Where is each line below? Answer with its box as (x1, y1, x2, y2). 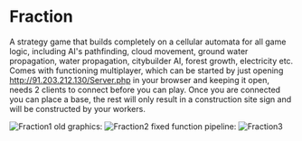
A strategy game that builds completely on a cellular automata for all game (9, 36, 287, 47)
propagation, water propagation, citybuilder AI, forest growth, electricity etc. (9, 55, 294, 66)
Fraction (9, 6, 74, 27)
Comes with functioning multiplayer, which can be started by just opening (9, 65, 284, 76)
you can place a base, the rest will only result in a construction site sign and (9, 93, 292, 105)
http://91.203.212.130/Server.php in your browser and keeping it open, (9, 74, 269, 85)
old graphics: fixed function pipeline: (53, 120, 237, 132)
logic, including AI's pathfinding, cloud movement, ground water (9, 45, 249, 56)
